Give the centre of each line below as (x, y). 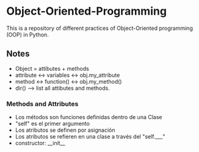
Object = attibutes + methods (52, 68)
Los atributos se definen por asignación (65, 130)
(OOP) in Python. (27, 34)
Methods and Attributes (42, 104)
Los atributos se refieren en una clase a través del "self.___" (90, 137)
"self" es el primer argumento (52, 124)
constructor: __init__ (40, 143)
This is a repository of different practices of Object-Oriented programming (100, 28)
